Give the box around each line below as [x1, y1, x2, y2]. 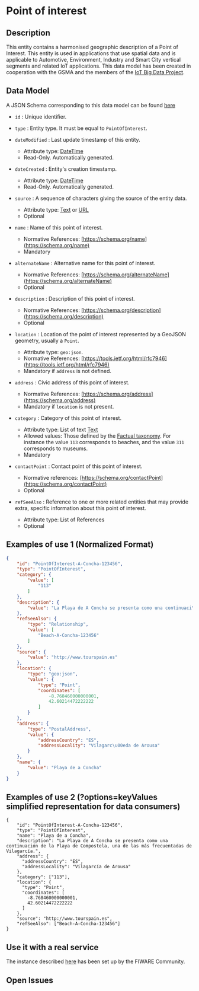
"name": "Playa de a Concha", [17, 833, 92, 839]
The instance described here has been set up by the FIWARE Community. [6, 958, 185, 965]
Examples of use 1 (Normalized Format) [6, 540, 154, 550]
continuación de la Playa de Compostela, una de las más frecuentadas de [6, 843, 192, 849]
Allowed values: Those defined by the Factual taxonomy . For [23, 432, 171, 439]
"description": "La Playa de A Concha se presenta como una [17, 838, 168, 844]
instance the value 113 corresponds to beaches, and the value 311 [23, 438, 185, 445]
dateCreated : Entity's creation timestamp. [14, 165, 117, 173]
